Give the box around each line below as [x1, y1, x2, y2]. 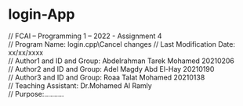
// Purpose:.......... [8, 89, 64, 98]
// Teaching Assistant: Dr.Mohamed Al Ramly [8, 80, 153, 90]
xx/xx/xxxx [8, 48, 44, 57]
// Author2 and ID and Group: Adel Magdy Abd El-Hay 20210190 [8, 64, 215, 73]
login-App [8, 5, 75, 23]
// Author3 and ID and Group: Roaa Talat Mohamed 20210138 [8, 72, 205, 82]
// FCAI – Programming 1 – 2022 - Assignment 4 [8, 31, 162, 41]
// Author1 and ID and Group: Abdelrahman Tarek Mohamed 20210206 [8, 56, 235, 65]
